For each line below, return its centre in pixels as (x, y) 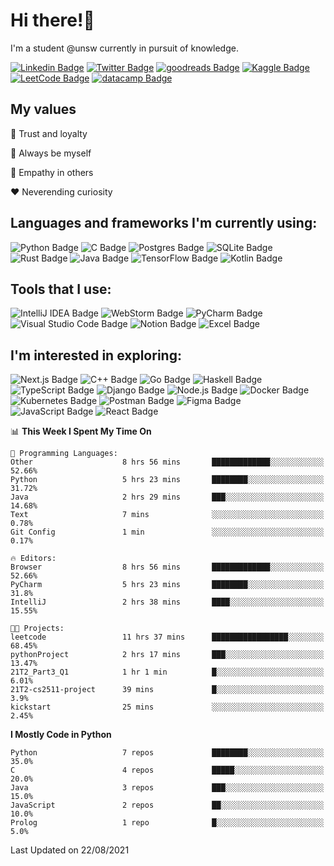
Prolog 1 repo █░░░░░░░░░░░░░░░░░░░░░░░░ (167, 823)
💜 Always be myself (51, 153)
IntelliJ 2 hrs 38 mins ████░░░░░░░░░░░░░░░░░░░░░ (167, 602)
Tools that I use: (61, 289)
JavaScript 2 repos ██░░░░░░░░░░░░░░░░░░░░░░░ (167, 805)
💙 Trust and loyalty (49, 133)
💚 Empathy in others (52, 172)
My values (43, 109)
